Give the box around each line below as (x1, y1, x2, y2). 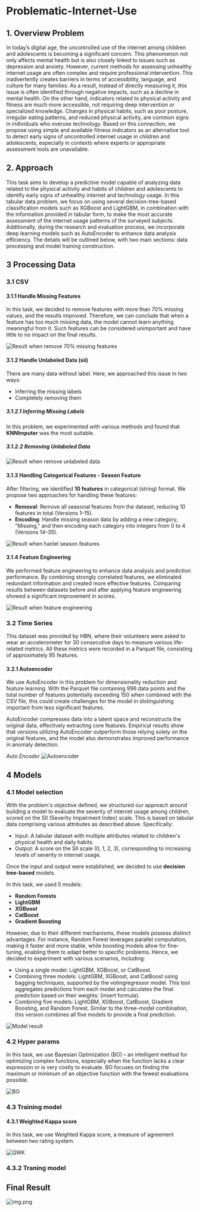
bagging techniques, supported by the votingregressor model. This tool (14, 979, 191, 987)
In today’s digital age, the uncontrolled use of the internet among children (6, 44, 186, 51)
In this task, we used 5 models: (6, 881, 82, 888)
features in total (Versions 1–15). (14, 509, 94, 516)
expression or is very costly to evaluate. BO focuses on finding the (6, 1064, 169, 1071)
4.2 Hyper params (6, 1037, 60, 1045)
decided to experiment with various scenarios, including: (6, 955, 145, 962)
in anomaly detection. (6, 741, 60, 748)
